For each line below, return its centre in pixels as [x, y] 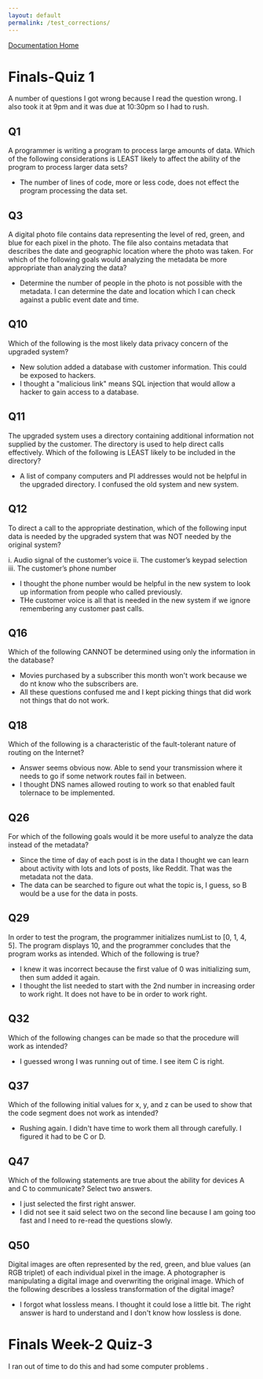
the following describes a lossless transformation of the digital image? [121, 1289]
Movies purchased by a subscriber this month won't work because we [133, 676]
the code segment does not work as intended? [83, 1113]
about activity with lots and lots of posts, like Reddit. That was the [126, 868]
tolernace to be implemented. [67, 793]
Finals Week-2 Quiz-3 [80, 1345]
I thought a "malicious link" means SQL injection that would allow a [127, 383]
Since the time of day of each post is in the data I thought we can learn [134, 860]
